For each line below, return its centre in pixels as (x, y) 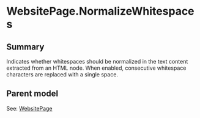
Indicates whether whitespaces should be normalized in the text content (97, 61)
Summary (25, 47)
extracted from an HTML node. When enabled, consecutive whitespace (96, 68)
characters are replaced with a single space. (62, 74)
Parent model (32, 94)
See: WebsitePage (30, 108)
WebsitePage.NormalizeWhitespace (100, 11)
